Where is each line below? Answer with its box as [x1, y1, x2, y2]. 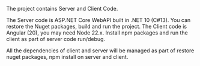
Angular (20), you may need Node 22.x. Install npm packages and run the [6, 29, 188, 36]
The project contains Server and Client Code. [6, 5, 118, 12]
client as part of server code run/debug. [6, 36, 106, 42]
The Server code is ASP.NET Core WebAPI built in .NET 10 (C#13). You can [6, 17, 191, 23]
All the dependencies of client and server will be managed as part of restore [6, 47, 195, 54]
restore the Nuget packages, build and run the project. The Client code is [6, 23, 187, 30]
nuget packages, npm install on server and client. [6, 54, 129, 60]
